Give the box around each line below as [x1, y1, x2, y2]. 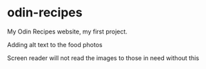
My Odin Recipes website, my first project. [7, 27, 127, 36]
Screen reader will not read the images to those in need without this [7, 53, 200, 62]
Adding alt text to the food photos [7, 40, 103, 49]
